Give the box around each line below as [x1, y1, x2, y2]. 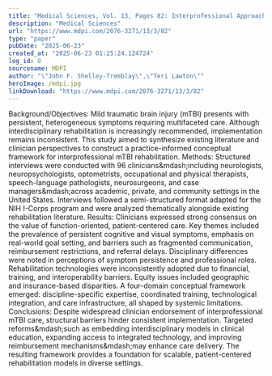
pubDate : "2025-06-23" [8, 42, 85, 50]
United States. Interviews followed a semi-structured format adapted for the [8, 195, 261, 205]
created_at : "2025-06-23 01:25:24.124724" [8, 49, 154, 57]
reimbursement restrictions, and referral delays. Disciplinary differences [8, 247, 249, 256]
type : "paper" [8, 34, 57, 43]
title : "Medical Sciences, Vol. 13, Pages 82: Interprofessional [8, 11, 233, 20]
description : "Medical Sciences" [8, 19, 121, 27]
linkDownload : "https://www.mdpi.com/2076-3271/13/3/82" [8, 87, 205, 95]
